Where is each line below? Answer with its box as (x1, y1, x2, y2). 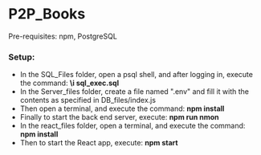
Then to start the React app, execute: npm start (19, 138, 178, 148)
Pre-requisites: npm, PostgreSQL (8, 31, 118, 41)
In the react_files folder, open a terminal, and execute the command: (19, 121, 246, 131)
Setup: (8, 51, 35, 63)
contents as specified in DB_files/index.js (19, 96, 157, 105)
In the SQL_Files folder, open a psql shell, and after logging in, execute (19, 70, 253, 80)
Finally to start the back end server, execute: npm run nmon (19, 112, 219, 122)
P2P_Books (8, 5, 86, 23)
